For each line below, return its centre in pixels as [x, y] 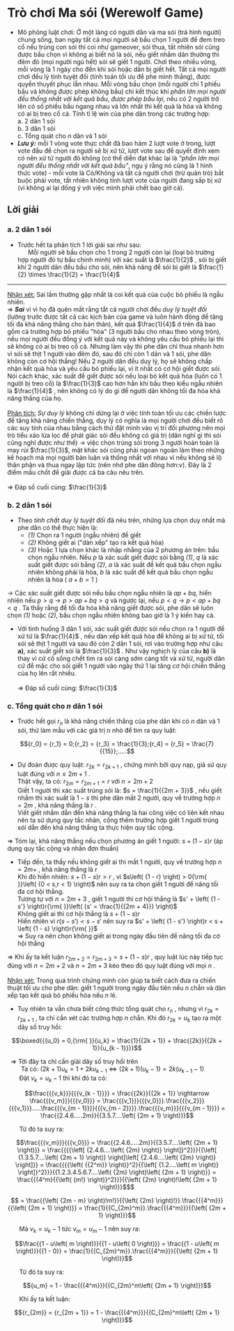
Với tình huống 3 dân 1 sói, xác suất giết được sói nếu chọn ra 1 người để [121, 628]
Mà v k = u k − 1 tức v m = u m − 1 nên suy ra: [80, 1230]
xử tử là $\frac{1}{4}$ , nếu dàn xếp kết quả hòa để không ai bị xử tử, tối [120, 636]
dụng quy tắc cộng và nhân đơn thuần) [63, 848]
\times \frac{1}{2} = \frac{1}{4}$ [74, 274]
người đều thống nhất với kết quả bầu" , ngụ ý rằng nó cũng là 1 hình [115, 165]
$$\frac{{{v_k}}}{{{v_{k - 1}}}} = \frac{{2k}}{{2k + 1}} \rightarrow [117, 1093]
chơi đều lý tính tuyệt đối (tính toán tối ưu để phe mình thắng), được [114, 76]
